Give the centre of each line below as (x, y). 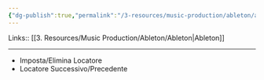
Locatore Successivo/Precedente (73, 68)
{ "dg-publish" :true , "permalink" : (63, 15)
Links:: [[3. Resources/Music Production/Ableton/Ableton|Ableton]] (117, 38)
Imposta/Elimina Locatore (60, 60)
